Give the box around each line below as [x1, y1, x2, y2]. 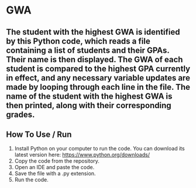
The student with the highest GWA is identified [6, 27, 180, 37]
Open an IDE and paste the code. [14, 164, 95, 171]
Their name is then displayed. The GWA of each [6, 54, 183, 65]
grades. [6, 109, 35, 119]
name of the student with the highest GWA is [6, 91, 173, 101]
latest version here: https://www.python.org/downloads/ [14, 151, 150, 159]
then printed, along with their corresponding [6, 100, 171, 110]
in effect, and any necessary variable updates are [6, 73, 190, 83]
